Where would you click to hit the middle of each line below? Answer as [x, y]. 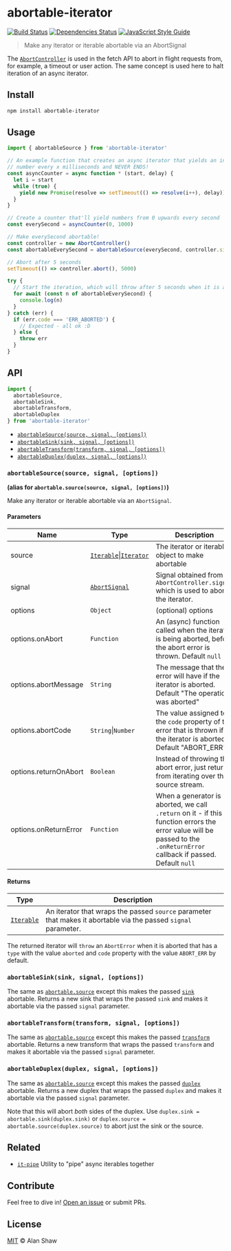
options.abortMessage [47, 684]
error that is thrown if [190, 730]
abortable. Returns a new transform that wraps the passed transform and [111, 1045]
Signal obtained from [189, 575]
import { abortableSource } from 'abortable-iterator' [87, 148]
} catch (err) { [30, 313]
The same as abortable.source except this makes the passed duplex [104, 1083]
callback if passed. [186, 854]
